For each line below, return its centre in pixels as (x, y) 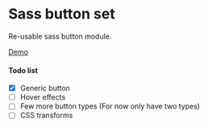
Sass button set (62, 14)
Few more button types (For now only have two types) (110, 106)
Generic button (45, 88)
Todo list (23, 70)
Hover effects (43, 97)
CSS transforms (46, 115)
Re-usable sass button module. (60, 36)
